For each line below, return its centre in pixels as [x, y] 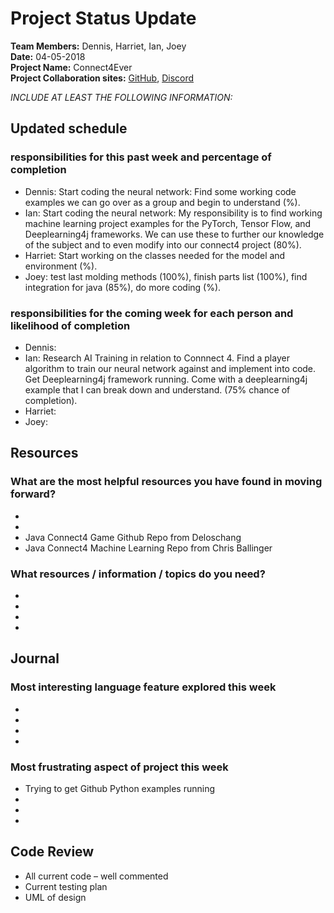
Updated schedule [69, 128]
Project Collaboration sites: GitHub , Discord [102, 78]
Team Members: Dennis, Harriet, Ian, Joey [98, 46]
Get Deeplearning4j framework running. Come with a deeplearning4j [166, 379]
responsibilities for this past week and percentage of [141, 157]
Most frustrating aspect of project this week [119, 767]
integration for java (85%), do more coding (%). [123, 287]
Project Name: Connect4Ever [71, 67]
